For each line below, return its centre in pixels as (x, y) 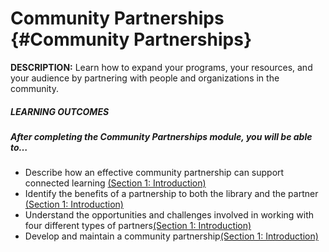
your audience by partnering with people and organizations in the (145, 78)
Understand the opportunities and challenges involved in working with (169, 215)
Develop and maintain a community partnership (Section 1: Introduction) (171, 236)
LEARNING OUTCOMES (60, 111)
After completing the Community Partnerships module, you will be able (161, 136)
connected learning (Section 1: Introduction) (115, 183)
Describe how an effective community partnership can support (154, 173)
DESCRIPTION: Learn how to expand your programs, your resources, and (161, 67)
